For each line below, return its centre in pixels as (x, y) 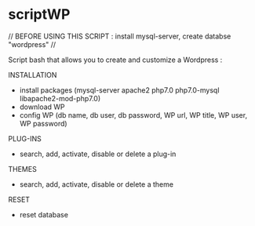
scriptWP (39, 15)
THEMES (22, 169)
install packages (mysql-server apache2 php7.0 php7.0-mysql (119, 90)
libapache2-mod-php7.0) (60, 98)
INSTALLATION (33, 75)
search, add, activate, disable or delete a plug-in (98, 154)
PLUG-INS (25, 138)
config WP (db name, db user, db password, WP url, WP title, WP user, (133, 115)
